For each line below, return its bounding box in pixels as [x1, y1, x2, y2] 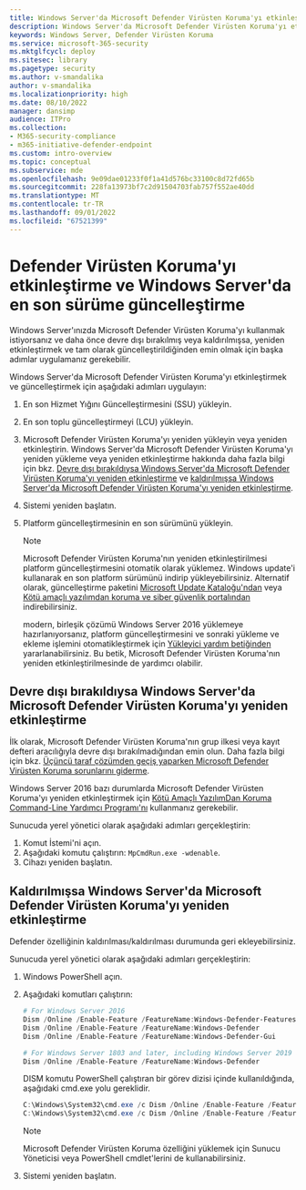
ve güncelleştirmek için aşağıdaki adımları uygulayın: [9, 381, 207, 392]
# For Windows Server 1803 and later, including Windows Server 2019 [22, 1048, 293, 1057]
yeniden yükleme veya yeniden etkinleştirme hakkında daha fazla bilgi [22, 453, 285, 464]
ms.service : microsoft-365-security [9, 38, 148, 48]
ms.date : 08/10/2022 [9, 97, 88, 107]
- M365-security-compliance [9, 132, 117, 141]
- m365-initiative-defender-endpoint [9, 140, 153, 149]
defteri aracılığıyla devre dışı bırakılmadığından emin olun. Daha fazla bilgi [9, 746, 285, 757]
